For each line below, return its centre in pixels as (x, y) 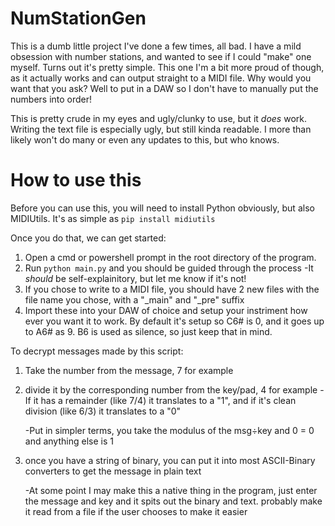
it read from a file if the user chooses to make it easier (136, 511)
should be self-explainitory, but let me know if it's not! (135, 278)
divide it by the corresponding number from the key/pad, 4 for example (171, 389)
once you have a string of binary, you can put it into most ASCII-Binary (170, 460)
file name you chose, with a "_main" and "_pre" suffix (134, 299)
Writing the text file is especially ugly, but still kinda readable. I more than (161, 129)
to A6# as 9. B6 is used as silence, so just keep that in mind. (148, 331)
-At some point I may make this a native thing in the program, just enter (171, 490)
